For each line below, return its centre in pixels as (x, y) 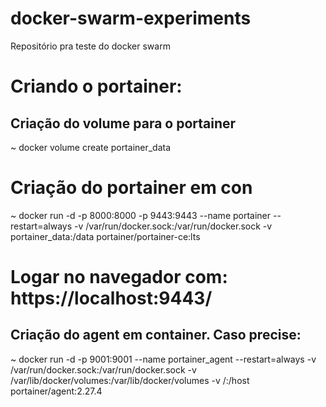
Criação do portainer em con (131, 188)
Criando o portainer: (96, 86)
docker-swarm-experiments (131, 18)
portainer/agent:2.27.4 (56, 391)
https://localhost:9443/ (111, 298)
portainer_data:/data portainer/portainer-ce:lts (105, 236)
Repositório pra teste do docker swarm (90, 46)
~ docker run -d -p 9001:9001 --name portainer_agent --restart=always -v (163, 359)
